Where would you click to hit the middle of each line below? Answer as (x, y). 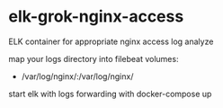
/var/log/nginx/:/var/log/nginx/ (77, 76)
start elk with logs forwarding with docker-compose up (110, 94)
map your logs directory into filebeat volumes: (94, 58)
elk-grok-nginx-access (96, 17)
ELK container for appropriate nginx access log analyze (111, 41)
